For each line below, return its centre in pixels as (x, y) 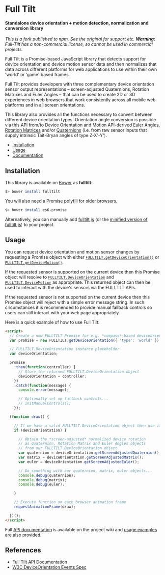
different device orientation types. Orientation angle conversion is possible (81, 120)
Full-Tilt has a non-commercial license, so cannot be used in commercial (79, 44)
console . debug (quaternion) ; (47, 475)
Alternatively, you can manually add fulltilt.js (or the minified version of (76, 219)
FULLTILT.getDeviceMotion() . (34, 262)
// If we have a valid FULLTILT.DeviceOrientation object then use (84, 426)
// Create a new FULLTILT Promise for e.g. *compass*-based (72, 336)
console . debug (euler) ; (41, 485)
